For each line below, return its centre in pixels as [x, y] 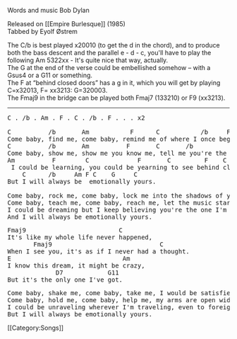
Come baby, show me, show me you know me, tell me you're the [117, 153]
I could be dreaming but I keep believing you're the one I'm [117, 210]
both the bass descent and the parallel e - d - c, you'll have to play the [109, 53]
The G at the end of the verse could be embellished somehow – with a [109, 68]
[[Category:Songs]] [36, 328]
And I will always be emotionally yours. [80, 217]
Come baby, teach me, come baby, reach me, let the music [110, 203]
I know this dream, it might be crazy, [76, 266]
